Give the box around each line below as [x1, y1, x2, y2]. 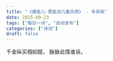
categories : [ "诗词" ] [6, 25, 58, 32]
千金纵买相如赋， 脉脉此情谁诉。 [6, 48, 86, 56]
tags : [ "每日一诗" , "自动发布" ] [6, 20, 79, 26]
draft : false [6, 31, 39, 37]
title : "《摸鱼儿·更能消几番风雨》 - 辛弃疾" [6, 8, 108, 15]
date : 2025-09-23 [6, 14, 49, 20]
